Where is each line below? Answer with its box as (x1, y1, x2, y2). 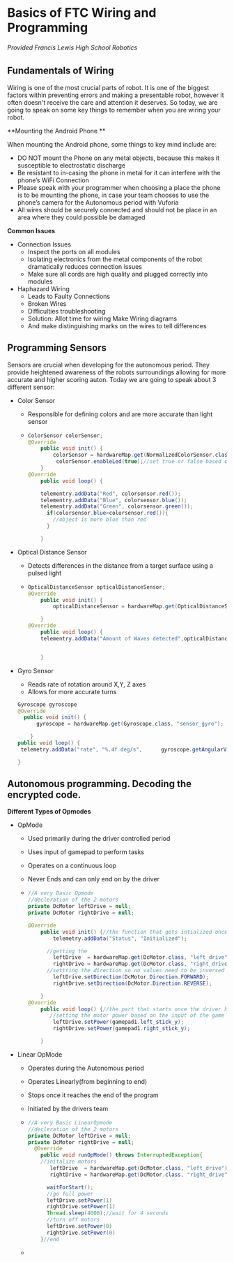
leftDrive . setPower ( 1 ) (46, 1196, 113, 1204)
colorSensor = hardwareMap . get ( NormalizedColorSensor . (52, 452, 216, 459)
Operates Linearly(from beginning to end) (27, 1077, 148, 1085)
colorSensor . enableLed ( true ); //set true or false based (56, 458, 221, 465)
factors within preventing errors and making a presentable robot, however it (7, 91, 224, 99)
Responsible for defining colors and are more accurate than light (27, 410, 213, 418)
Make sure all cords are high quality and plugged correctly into (27, 270, 208, 278)
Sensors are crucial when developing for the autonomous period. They (7, 360, 210, 369)
